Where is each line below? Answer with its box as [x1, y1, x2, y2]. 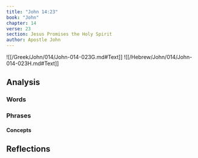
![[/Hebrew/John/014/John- [124, 54, 193, 60]
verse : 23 [6, 25, 31, 32]
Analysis [6, 77, 41, 87]
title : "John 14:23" [6, 8, 59, 15]
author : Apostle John [6, 37, 61, 43]
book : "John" [6, 14, 39, 21]
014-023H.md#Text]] [6, 60, 59, 67]
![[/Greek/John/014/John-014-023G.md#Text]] [6, 54, 123, 60]
